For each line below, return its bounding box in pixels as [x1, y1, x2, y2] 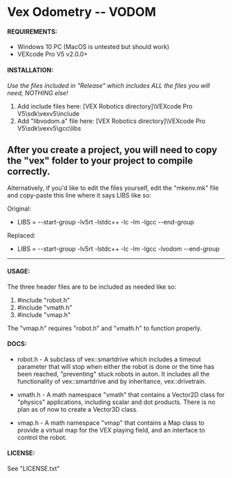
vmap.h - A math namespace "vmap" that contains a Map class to [17, 419, 205, 427]
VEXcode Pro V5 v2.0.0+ [17, 50, 88, 59]
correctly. [7, 165, 50, 177]
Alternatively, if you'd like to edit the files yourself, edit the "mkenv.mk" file [7, 184, 219, 192]
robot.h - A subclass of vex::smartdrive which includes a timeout [17, 355, 202, 363]
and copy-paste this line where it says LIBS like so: [7, 191, 152, 200]
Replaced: [7, 231, 36, 240]
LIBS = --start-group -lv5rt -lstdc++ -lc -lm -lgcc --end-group [17, 218, 195, 227]
